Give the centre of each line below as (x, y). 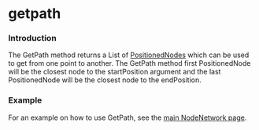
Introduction (32, 38)
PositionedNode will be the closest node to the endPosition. (105, 80)
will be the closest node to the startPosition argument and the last (115, 72)
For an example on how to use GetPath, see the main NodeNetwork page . (128, 117)
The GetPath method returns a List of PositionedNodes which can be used (129, 55)
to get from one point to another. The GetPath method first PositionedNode (129, 63)
